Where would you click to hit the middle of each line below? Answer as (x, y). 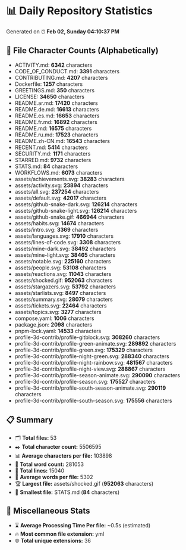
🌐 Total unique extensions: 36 (53, 541)
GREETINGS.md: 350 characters (55, 90)
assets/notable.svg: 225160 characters (63, 261)
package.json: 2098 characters (53, 324)
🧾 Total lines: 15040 (40, 470)
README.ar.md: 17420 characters (56, 103)
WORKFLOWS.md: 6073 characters (59, 172)
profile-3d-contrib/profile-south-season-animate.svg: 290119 (90, 388)
